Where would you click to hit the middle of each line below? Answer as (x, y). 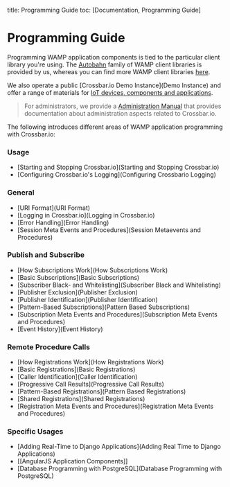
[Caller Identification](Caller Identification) (77, 377)
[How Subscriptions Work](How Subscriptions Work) (92, 270)
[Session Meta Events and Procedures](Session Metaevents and (109, 230)
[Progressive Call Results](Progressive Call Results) (91, 384)
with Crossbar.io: (31, 134)
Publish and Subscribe (46, 255)
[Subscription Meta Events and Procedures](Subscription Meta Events (117, 314)
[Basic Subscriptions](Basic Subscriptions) (78, 277)
